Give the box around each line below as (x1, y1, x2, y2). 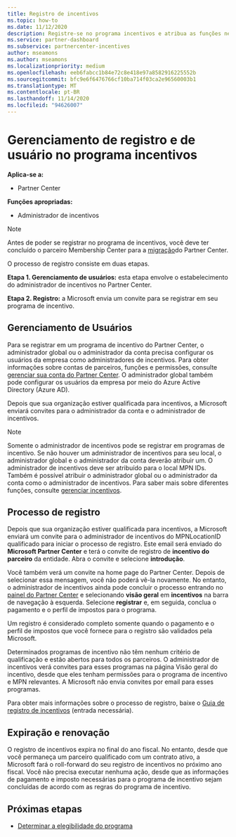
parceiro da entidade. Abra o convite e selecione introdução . (7, 554, 185, 563)
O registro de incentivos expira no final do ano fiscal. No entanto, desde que (7, 746, 228, 754)
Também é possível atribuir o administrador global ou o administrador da (7, 471, 218, 479)
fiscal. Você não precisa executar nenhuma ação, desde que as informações (7, 767, 229, 777)
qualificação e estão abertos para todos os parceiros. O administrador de (7, 655, 219, 664)
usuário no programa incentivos (7, 147, 198, 163)
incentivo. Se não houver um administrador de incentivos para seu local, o (7, 448, 222, 457)
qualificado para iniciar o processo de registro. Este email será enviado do (7, 540, 223, 548)
